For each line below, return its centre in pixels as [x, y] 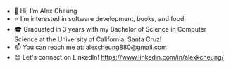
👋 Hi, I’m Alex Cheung [45, 11]
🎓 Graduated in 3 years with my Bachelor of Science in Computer [110, 29]
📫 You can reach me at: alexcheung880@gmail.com [90, 47]
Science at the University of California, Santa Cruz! [88, 39]
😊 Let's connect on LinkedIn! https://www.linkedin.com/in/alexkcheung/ [119, 57]
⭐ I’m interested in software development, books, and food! [100, 19]
